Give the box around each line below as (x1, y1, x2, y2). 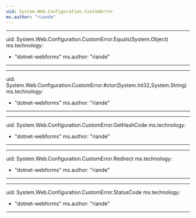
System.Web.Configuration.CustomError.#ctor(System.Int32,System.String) (6, 81, 187, 88)
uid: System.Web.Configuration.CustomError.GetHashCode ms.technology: (6, 121, 186, 129)
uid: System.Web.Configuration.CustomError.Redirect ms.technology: (6, 155, 173, 162)
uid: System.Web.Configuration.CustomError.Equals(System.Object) (6, 36, 169, 43)
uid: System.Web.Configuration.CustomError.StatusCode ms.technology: (6, 188, 181, 196)
